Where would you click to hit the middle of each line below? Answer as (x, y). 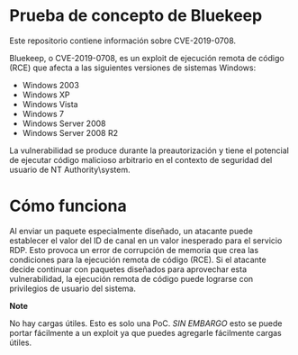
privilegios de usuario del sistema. (73, 288)
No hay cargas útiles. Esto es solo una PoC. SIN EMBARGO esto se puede (146, 323)
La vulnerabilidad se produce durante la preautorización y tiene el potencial (149, 150)
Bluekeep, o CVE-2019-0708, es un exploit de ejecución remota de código (147, 58)
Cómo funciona (68, 206)
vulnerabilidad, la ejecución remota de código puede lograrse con (131, 278)
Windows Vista (50, 104)
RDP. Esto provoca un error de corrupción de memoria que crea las (134, 250)
